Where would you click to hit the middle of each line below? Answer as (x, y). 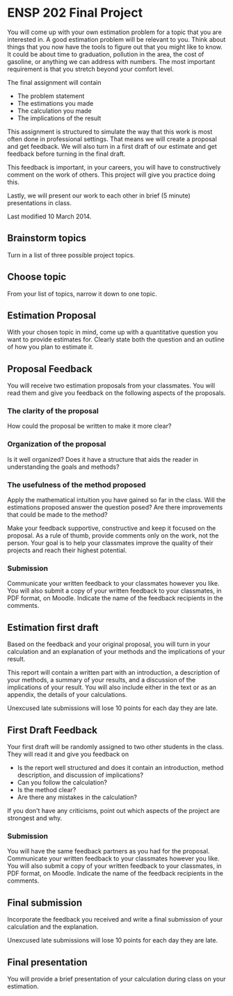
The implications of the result (59, 118)
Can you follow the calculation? (62, 782)
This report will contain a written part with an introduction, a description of (114, 673)
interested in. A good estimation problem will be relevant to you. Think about (116, 39)
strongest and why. (35, 818)
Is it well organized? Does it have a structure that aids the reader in (103, 459)
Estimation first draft (53, 627)
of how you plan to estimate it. (50, 347)
